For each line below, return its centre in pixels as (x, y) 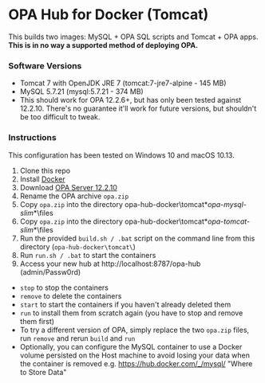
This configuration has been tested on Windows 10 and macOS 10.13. (121, 155)
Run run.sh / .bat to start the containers (88, 255)
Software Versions (45, 65)
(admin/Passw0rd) (50, 272)
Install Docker (42, 179)
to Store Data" (43, 372)
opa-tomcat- (229, 221)
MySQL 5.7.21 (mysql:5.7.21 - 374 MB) (81, 92)
